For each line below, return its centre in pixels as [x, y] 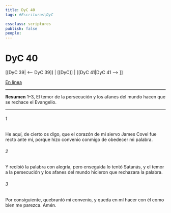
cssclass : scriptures [28, 24]
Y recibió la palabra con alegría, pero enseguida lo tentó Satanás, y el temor [85, 167]
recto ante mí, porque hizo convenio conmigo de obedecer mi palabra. [79, 139]
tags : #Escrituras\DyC [29, 15]
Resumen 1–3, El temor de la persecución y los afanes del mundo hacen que [85, 97]
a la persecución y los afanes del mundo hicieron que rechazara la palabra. [84, 172]
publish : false [21, 28]
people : [13, 33]
